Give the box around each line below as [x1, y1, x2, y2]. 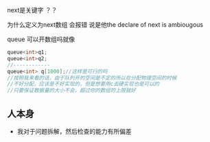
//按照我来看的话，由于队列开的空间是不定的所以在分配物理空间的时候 [7, 74, 177, 81]
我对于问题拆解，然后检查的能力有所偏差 [16, 127, 132, 135]
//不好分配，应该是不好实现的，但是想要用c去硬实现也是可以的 [7, 81, 160, 88]
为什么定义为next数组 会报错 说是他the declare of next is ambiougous [7, 21, 204, 29]
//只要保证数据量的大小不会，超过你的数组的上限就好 [7, 87, 136, 94]
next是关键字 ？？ [7, 6, 58, 14]
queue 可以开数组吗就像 [7, 35, 75, 43]
